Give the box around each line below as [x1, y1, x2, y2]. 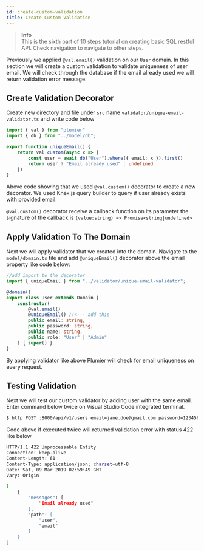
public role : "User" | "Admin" [28, 334, 107, 340]
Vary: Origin [6, 472, 39, 479]
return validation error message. [6, 75, 87, 83]
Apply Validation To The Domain [6, 231, 131, 242]
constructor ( [17, 300, 50, 307]
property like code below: [6, 261, 70, 268]
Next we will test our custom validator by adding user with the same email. [6, 397, 192, 404]
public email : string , [28, 317, 86, 324]
